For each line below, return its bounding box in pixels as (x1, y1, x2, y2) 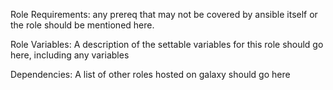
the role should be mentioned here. (10, 19, 155, 31)
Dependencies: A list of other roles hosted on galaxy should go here (10, 69, 291, 80)
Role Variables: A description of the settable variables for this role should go (10, 39, 324, 50)
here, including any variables (10, 49, 130, 61)
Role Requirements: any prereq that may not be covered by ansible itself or (10, 9, 318, 20)
